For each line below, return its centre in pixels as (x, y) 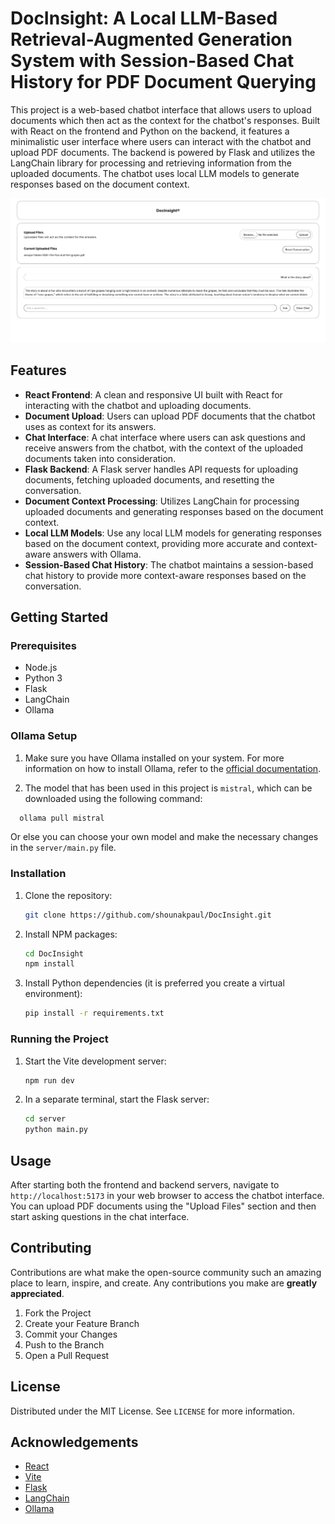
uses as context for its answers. (90, 426)
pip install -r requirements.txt (94, 1013)
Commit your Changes (71, 1334)
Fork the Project (58, 1313)
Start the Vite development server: (95, 1061)
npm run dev (49, 1080)
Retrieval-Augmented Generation (151, 39)
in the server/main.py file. (63, 848)
